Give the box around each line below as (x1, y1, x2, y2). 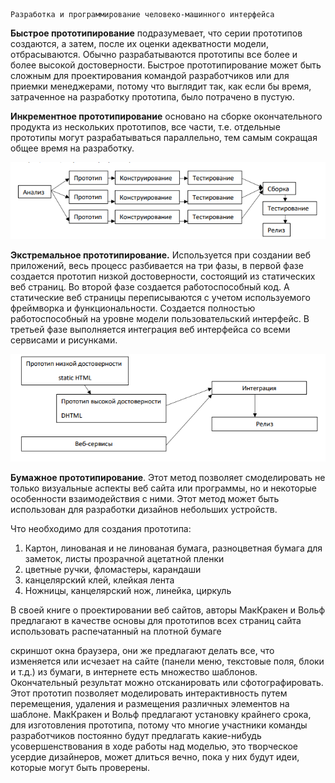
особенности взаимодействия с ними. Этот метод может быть (10, 492, 280, 504)
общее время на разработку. (10, 142, 135, 154)
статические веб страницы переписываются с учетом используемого (10, 291, 311, 303)
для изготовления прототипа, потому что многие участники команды (10, 719, 308, 731)
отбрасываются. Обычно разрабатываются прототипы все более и (10, 49, 298, 60)
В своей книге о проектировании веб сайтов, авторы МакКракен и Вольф (10, 604, 325, 616)
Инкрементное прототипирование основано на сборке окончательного (10, 110, 323, 122)
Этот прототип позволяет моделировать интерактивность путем (10, 687, 288, 699)
